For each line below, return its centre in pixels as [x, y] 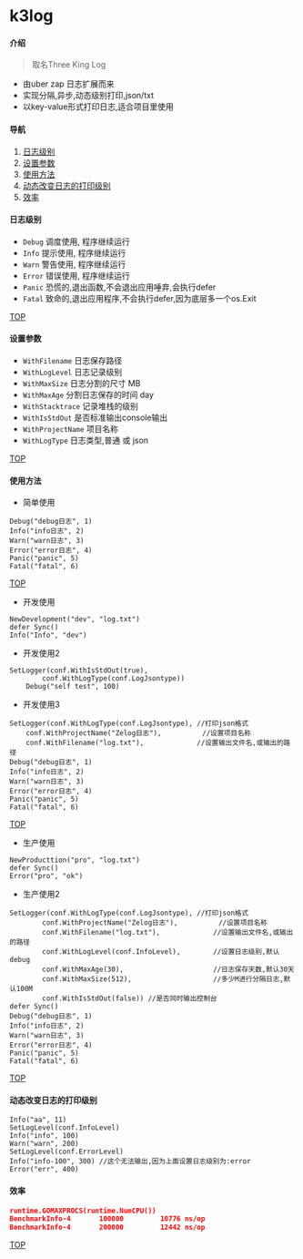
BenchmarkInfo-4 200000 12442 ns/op [107, 1228]
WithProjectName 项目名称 [71, 429]
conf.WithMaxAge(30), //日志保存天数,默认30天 [168, 970]
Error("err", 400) [44, 1170]
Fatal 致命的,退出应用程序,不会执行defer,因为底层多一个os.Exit [139, 298]
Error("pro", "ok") [46, 876]
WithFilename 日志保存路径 [72, 360]
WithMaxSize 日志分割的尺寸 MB [81, 383]
